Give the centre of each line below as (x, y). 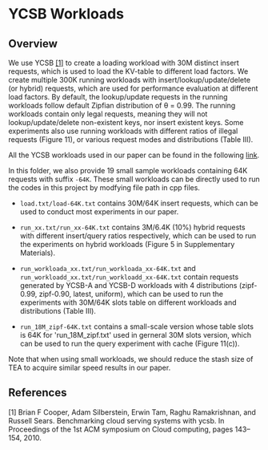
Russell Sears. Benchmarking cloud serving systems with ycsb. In (116, 420)
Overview (33, 44)
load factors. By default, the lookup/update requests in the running (118, 97)
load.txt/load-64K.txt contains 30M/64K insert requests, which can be (139, 203)
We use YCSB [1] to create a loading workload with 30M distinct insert (124, 63)
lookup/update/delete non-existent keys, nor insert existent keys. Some (126, 122)
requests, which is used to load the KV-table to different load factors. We (128, 71)
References (38, 393)
